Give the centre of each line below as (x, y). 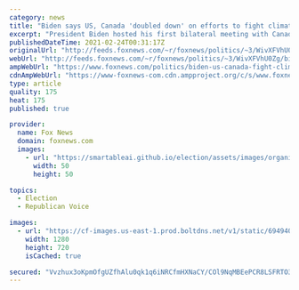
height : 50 (53, 174)
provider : (28, 125)
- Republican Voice (53, 207)
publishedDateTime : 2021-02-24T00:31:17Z (87, 42)
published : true (39, 109)
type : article (36, 84)
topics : (24, 190)
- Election (37, 198)
